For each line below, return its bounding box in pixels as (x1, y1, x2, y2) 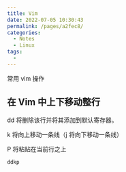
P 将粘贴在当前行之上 (7, 145, 67, 153)
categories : (7, 29, 41, 36)
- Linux (13, 42, 35, 49)
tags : (7, 49, 22, 56)
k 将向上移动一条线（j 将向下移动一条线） (7, 130, 123, 138)
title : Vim (7, 10, 38, 17)
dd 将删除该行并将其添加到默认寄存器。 (7, 116, 118, 124)
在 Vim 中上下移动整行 (7, 97, 101, 108)
